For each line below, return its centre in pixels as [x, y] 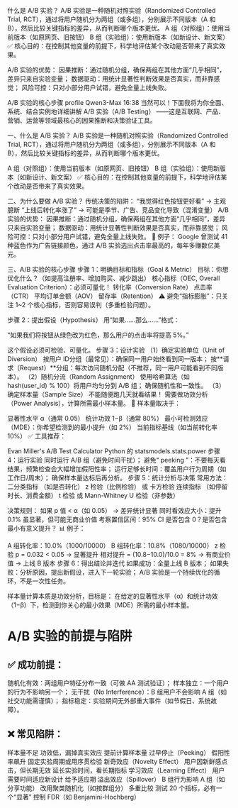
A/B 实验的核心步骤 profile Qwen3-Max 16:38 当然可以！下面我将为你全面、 [118, 103]
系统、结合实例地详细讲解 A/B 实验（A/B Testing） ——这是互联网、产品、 [116, 111]
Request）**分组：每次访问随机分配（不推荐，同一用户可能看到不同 [118, 368]
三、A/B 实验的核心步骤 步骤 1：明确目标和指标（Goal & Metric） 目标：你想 [118, 269]
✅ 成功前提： [36, 664]
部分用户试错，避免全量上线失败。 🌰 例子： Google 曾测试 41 [139, 237]
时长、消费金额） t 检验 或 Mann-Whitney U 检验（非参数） [93, 496]
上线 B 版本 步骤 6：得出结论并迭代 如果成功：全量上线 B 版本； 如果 [123, 563]
